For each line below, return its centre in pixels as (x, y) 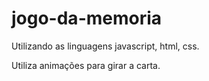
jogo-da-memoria (87, 18)
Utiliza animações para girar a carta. (86, 65)
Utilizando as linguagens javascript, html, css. (105, 46)
